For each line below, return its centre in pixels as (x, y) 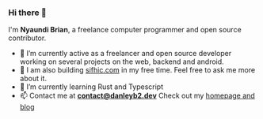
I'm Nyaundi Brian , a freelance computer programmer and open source (125, 30)
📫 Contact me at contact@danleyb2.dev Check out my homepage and (137, 96)
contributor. (27, 38)
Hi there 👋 (28, 13)
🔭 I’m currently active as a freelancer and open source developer (126, 54)
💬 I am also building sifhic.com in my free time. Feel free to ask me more (137, 70)
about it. (33, 79)
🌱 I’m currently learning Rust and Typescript (91, 87)
